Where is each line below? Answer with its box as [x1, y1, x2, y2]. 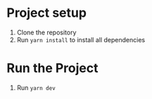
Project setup [6, 5, 87, 21]
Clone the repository [16, 28, 77, 37]
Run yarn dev [16, 83, 56, 92]
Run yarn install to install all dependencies [16, 35, 146, 44]
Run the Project [6, 60, 99, 77]
